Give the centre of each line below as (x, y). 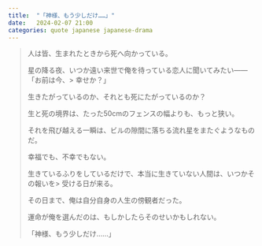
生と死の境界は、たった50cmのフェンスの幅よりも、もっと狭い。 (133, 114)
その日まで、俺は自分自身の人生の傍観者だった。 (107, 200)
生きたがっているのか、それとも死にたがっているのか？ (117, 97)
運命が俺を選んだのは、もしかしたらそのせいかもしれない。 (124, 217)
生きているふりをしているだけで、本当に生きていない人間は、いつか (137, 173)
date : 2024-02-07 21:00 (50, 23)
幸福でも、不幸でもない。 (69, 157)
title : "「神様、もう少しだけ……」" (62, 15)
